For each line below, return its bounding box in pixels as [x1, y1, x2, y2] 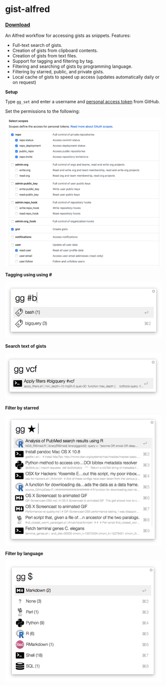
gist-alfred [5, 3, 50, 15]
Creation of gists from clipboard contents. [12, 47, 98, 53]
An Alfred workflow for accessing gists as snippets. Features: [5, 32, 131, 38]
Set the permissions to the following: [5, 108, 81, 114]
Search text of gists [5, 343, 47, 349]
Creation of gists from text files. [12, 53, 78, 59]
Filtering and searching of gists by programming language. [12, 63, 133, 69]
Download [5, 21, 31, 28]
